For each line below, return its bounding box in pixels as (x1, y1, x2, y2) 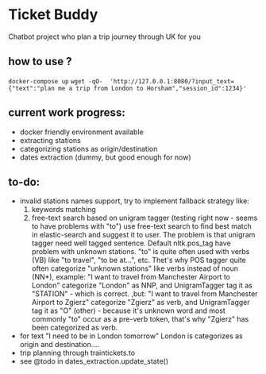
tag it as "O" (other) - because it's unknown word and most (31, 306, 226, 315)
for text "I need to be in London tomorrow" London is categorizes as (19, 331, 244, 341)
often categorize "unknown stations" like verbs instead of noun (31, 264, 239, 273)
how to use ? (8, 55, 72, 68)
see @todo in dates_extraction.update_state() (19, 357, 169, 366)
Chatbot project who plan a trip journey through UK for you (8, 32, 201, 41)
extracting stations (19, 135, 81, 145)
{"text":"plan (8, 84, 56, 92)
